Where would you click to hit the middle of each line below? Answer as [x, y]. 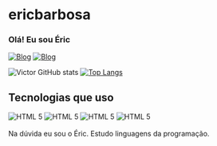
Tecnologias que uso [61, 97]
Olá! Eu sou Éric [39, 40]
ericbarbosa [50, 15]
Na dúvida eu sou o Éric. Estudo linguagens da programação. [109, 134]
